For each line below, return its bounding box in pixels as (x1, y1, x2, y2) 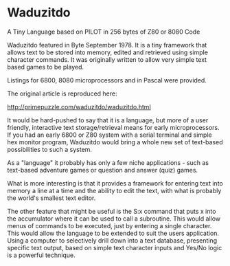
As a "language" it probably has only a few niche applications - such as (7, 158, 209, 166)
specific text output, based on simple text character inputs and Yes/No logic (7, 243, 222, 252)
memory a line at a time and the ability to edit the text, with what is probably (7, 186, 222, 195)
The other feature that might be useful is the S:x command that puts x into (7, 207, 216, 215)
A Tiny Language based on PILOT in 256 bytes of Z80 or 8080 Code (7, 27, 200, 36)
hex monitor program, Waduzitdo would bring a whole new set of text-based (7, 137, 223, 146)
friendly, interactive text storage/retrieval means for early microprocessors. (7, 123, 220, 131)
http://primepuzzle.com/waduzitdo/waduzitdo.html (7, 102, 151, 111)
